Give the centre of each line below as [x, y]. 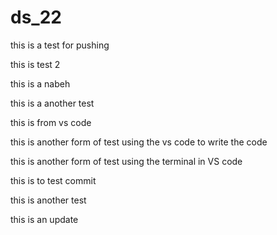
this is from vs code [51, 122]
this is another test [48, 200]
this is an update [44, 219]
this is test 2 [35, 64]
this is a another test [52, 103]
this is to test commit [53, 180]
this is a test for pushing [60, 45]
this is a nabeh [40, 83]
